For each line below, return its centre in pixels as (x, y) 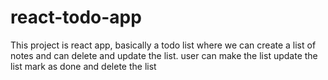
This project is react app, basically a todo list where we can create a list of (163, 45)
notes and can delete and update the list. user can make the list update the (164, 55)
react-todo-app (76, 17)
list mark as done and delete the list (83, 66)
